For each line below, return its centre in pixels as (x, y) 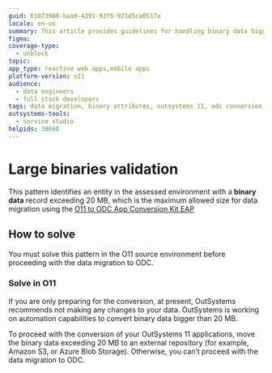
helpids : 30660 (34, 129)
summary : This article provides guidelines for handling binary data (128, 31)
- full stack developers (57, 99)
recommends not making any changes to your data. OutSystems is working (134, 310)
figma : (19, 39)
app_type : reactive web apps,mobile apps (79, 69)
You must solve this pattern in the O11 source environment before (117, 254)
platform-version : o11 (47, 76)
